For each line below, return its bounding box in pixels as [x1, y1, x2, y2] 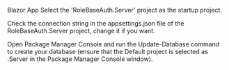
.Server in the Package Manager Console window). [7, 55, 153, 63]
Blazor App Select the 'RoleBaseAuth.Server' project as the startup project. [7, 6, 223, 14]
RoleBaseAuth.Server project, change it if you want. [7, 27, 155, 35]
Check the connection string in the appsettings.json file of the [7, 19, 184, 27]
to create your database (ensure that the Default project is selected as [7, 48, 209, 55]
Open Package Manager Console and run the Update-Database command [7, 40, 220, 48]
